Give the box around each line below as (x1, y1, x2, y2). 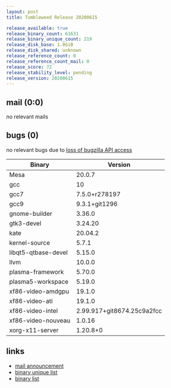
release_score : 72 (6, 64, 52, 70)
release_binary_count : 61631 (6, 30, 79, 36)
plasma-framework (9, 267, 64, 276)
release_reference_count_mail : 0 (6, 58, 90, 65)
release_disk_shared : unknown (6, 47, 82, 54)
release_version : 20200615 (6, 75, 74, 81)
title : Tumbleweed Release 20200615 (6, 14, 97, 20)
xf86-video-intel (9, 306, 58, 314)
